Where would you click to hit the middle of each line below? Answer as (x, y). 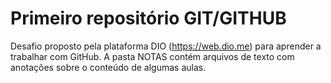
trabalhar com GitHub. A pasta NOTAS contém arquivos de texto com (152, 56)
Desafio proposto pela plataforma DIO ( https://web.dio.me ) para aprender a (166, 46)
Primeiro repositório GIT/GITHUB (148, 18)
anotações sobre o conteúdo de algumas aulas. (108, 67)
